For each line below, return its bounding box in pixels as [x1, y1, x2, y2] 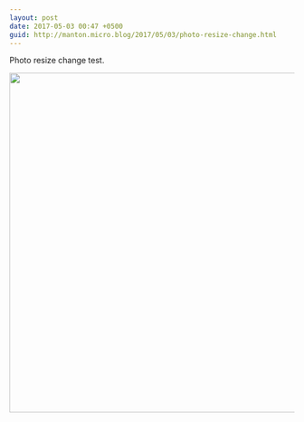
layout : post [9, 13, 59, 23]
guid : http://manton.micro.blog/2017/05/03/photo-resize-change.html [9, 30, 278, 39]
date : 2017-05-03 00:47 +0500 [9, 22, 124, 31]
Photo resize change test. [9, 55, 105, 66]
